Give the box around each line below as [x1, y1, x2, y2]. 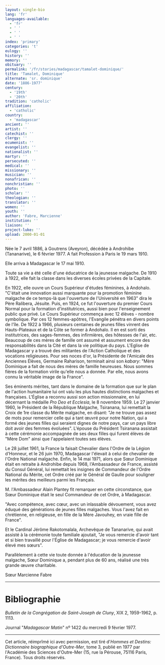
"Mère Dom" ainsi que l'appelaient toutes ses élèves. [5, 436, 112, 442]
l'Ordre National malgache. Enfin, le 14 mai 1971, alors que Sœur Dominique [5, 456, 157, 462]
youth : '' [5, 209, 26, 214]
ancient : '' [5, 122, 29, 127]
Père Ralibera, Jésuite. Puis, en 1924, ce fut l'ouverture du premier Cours [5, 300, 153, 306]
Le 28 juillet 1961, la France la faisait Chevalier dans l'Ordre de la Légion [5, 445, 150, 451]
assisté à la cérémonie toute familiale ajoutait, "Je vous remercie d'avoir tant [5, 531, 159, 538]
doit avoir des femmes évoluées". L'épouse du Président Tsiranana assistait [5, 425, 158, 431]
